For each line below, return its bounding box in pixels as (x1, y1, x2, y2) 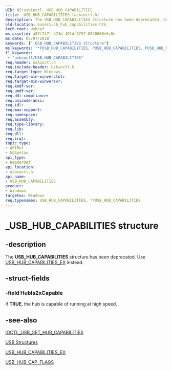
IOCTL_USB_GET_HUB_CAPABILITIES (5, 330, 83, 336)
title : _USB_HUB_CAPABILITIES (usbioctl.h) (5, 12, 100, 17)
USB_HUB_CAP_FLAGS (5, 359, 54, 365)
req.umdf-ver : (5, 88, 36, 94)
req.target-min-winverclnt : (5, 74, 66, 79)
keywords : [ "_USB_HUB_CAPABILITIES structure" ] (5, 41, 109, 46)
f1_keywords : (5, 50, 33, 55)
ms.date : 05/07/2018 (5, 36, 50, 41)
